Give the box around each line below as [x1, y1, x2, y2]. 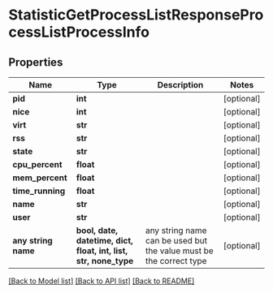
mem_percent [12, 172, 67, 183]
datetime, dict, [76, 235, 134, 246]
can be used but [145, 235, 207, 246]
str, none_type [76, 256, 134, 266]
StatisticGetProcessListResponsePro [8, 6, 264, 24]
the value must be [145, 245, 214, 256]
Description [157, 80, 204, 90]
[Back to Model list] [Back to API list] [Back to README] [8, 276, 195, 286]
